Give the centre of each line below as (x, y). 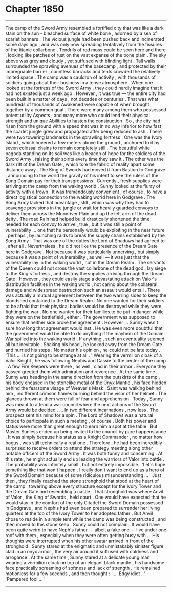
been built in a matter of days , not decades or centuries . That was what (82, 99)
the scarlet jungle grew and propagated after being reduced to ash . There (84, 131)
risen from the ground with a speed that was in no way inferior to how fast (83, 126)
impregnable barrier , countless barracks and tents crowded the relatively (83, 71)
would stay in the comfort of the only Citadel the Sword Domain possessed (84, 502)
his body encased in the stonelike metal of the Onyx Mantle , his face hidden (86, 383)
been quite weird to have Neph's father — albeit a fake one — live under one (86, 530)
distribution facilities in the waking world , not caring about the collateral (81, 284)
